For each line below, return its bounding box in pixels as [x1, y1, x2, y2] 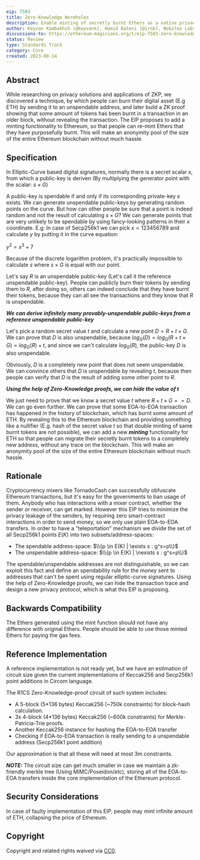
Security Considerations [6, 791, 99, 802]
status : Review [6, 36, 44, 42]
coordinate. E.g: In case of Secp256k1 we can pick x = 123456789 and [6, 224, 180, 231]
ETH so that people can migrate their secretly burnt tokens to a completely [6, 435, 189, 442]
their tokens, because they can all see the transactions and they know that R [6, 292, 193, 299]
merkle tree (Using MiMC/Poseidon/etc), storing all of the [26, 768, 167, 775]
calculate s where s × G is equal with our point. [6, 261, 121, 268]
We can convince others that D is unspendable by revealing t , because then [6, 367, 192, 375]
